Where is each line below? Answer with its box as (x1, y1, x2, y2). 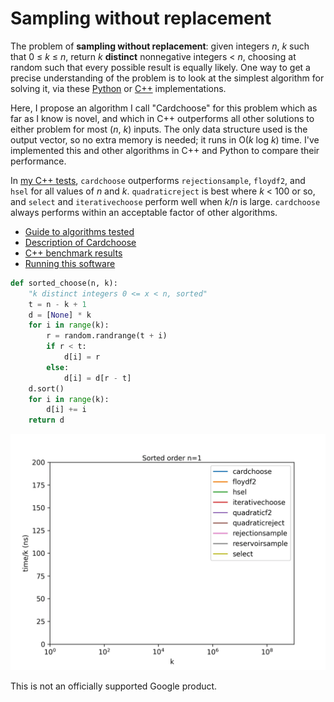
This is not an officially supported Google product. (10, 680, 218, 692)
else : (46, 362, 70, 372)
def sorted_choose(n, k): (10, 278, 118, 288)
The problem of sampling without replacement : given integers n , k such (10, 40, 310, 52)
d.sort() (28, 383, 65, 394)
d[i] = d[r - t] (63, 373, 132, 383)
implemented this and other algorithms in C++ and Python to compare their (10, 144, 320, 156)
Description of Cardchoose (24, 236, 137, 248)
